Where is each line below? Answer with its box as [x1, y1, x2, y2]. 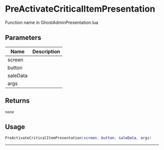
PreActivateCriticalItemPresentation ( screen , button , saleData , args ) [5, 135, 152, 141]
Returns [5, 96, 30, 105]
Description [32, 48, 60, 55]
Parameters [5, 34, 41, 42]
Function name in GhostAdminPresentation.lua [5, 19, 99, 25]
